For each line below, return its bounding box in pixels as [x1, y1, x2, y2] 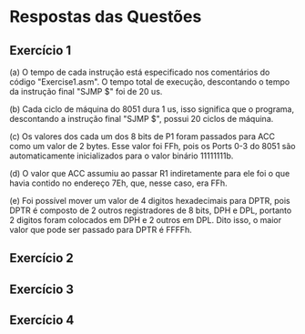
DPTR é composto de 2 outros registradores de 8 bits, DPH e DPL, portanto [9, 205, 292, 216]
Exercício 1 [9, 43, 72, 58]
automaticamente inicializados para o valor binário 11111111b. [9, 150, 234, 161]
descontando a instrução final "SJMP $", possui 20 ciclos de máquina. [9, 114, 274, 124]
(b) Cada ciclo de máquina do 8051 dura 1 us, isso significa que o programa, [9, 104, 294, 115]
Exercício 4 [9, 312, 75, 329]
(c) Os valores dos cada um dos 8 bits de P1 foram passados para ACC [9, 131, 276, 142]
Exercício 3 [9, 281, 75, 297]
